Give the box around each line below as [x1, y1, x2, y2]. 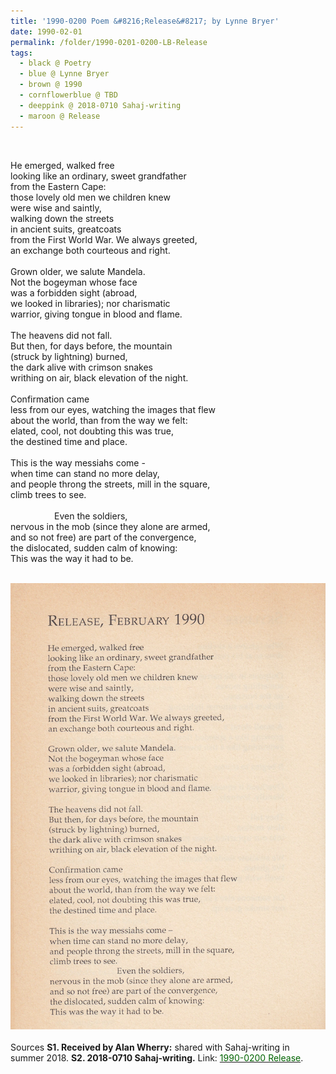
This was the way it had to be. [10, 552, 134, 564]
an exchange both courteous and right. [10, 244, 171, 256]
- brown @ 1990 [19, 80, 83, 90]
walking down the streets [10, 212, 115, 224]
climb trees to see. [10, 488, 87, 500]
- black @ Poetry [19, 58, 92, 69]
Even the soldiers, [54, 510, 128, 522]
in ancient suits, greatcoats [10, 223, 122, 235]
